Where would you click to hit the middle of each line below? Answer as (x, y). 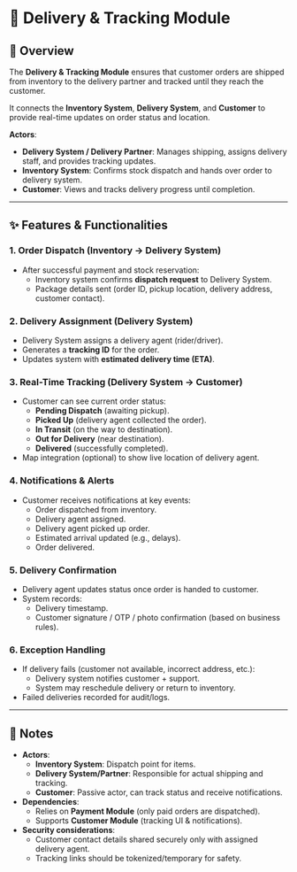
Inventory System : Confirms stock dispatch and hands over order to (147, 170)
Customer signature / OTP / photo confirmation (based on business (158, 617)
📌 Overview (42, 51)
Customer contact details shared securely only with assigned (146, 839)
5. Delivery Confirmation (63, 570)
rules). (47, 627)
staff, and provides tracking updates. (89, 161)
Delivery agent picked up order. (92, 528)
